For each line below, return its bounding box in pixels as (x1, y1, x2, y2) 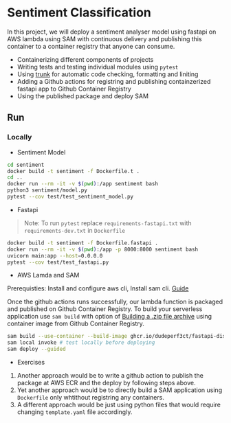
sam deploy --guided (7, 345, 67, 353)
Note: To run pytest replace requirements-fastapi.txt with (23, 218, 192, 227)
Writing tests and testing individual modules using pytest (16, 62, 179, 71)
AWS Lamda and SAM (16, 271, 80, 279)
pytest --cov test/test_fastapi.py (7, 259, 109, 266)
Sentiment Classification (7, 5, 151, 21)
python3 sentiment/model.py (7, 187, 88, 194)
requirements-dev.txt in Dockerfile (23, 226, 126, 234)
